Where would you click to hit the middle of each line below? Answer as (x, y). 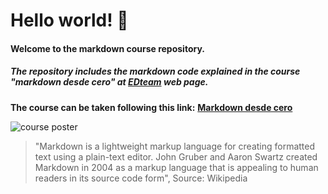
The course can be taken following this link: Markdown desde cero (151, 107)
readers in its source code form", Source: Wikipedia (141, 178)
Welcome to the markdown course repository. (107, 48)
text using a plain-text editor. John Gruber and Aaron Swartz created (176, 156)
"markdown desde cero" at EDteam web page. (109, 82)
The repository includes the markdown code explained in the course (155, 71)
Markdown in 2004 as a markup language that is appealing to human (176, 167)
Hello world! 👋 (69, 20)
